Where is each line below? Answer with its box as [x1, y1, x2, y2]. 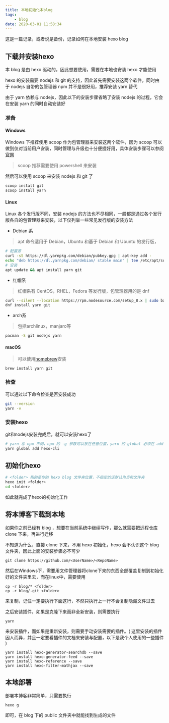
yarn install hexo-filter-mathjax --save [5, 663, 94, 668]
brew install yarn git [5, 366, 53, 371]
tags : [5, 12, 17, 17]
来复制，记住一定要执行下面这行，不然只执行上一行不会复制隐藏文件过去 [5, 598, 155, 604]
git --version [5, 401, 35, 406]
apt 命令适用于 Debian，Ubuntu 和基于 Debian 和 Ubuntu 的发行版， [17, 238, 159, 245]
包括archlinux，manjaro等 [17, 323, 71, 329]
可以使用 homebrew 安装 [17, 356, 66, 362]
